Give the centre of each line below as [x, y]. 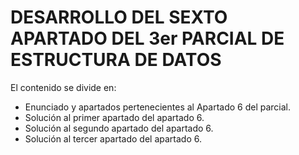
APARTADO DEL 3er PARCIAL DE [147, 38]
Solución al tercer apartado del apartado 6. [113, 138]
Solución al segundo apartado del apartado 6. [119, 128]
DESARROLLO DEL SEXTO [119, 17]
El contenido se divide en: [63, 87]
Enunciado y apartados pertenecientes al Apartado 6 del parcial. [158, 107]
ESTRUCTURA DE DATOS [116, 60]
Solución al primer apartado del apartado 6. [114, 117]
